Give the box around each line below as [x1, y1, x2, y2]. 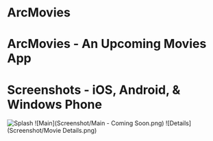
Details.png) [62, 127, 97, 135]
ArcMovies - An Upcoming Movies [7, 36, 207, 52]
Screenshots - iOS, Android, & [7, 82, 181, 97]
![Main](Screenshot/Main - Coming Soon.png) [34, 119, 164, 127]
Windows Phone [7, 97, 103, 112]
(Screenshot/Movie [7, 127, 62, 135]
